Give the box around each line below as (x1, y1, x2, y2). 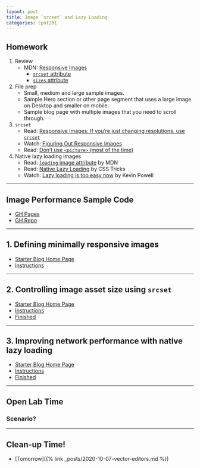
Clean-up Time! (6, 439, 65, 450)
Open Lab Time (6, 396, 64, 407)
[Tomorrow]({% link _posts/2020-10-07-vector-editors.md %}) (14, 455, 169, 462)
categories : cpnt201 (6, 20, 58, 26)
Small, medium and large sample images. (23, 89, 125, 97)
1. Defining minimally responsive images (6, 240, 159, 250)
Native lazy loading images (14, 153, 82, 160)
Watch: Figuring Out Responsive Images (23, 140, 122, 147)
